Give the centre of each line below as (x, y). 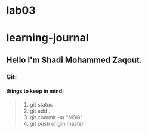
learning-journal (47, 38)
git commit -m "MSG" (56, 117)
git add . (40, 111)
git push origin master (57, 123)
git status (41, 104)
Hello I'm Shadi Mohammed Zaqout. (74, 60)
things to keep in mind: (35, 91)
